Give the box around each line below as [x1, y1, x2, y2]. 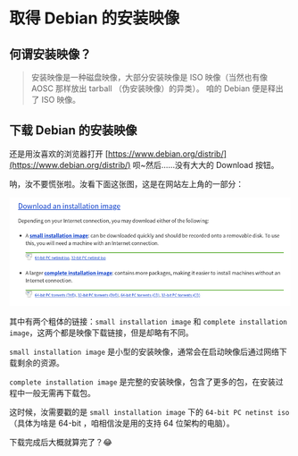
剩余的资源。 [16, 357, 64, 367]
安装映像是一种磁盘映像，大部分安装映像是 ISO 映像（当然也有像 [30, 72, 269, 82]
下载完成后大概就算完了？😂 [9, 436, 113, 447]
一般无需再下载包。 [24, 387, 95, 398]
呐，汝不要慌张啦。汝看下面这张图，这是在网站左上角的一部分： [9, 178, 244, 189]
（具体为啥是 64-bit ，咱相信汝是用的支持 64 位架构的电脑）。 [9, 418, 235, 428]
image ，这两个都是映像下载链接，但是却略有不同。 [9, 327, 194, 338]
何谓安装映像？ [9, 46, 92, 62]
